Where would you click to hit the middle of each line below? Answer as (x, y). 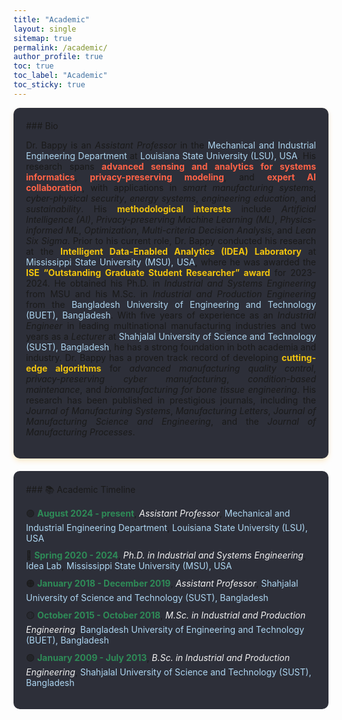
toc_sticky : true (49, 85)
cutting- (298, 357)
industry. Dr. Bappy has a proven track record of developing (152, 357)
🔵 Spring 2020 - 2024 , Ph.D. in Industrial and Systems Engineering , (166, 555)
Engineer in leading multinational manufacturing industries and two (171, 325)
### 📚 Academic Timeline (81, 489)
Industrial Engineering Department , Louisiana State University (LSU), (167, 527)
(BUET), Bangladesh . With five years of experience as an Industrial (171, 315)
